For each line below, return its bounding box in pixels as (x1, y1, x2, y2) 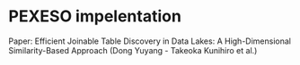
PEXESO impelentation (8, 6, 181, 27)
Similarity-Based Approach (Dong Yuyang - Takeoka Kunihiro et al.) (8, 45, 258, 55)
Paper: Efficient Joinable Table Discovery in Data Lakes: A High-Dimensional (8, 36, 291, 46)
